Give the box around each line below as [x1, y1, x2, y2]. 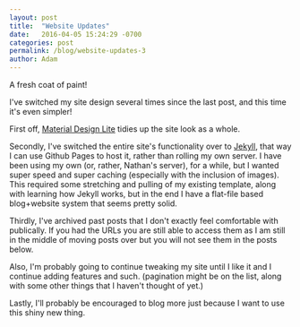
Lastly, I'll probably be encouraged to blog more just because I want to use [9, 297, 285, 308]
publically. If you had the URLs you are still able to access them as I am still [9, 225, 286, 236]
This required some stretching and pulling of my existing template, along [9, 179, 277, 189]
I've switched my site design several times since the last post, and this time [9, 97, 287, 108]
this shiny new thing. [9, 307, 86, 318]
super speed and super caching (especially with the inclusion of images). [9, 169, 279, 180]
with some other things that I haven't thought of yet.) [9, 280, 204, 291]
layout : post [9, 13, 58, 22]
